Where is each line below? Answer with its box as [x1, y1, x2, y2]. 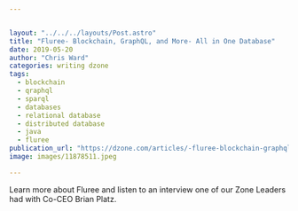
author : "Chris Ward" [9, 53, 90, 62]
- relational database [17, 111, 101, 120]
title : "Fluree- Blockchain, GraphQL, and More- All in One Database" [9, 36, 276, 45]
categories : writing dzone [9, 61, 109, 71]
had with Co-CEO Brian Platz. [9, 193, 117, 204]
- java [17, 128, 42, 137]
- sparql [17, 94, 50, 103]
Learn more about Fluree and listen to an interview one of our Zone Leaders [9, 184, 286, 195]
